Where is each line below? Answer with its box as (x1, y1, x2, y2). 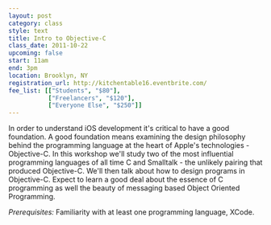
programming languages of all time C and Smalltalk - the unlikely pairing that (8, 157, 263, 167)
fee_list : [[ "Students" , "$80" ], (8, 86, 121, 95)
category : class (8, 19, 63, 27)
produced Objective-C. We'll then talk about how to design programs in (8, 166, 245, 176)
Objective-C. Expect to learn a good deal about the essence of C (8, 174, 224, 185)
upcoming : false (8, 49, 63, 57)
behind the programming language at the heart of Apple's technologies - (8, 141, 250, 150)
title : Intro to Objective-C (8, 34, 106, 43)
